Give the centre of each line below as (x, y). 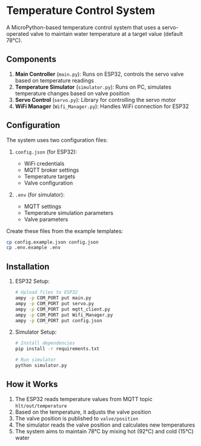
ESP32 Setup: (32, 281)
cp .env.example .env (34, 248)
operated (18, 33)
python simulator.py (41, 365)
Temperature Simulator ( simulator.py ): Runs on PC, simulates (93, 87)
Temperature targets (50, 176)
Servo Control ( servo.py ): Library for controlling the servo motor (96, 100)
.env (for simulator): (40, 194)
